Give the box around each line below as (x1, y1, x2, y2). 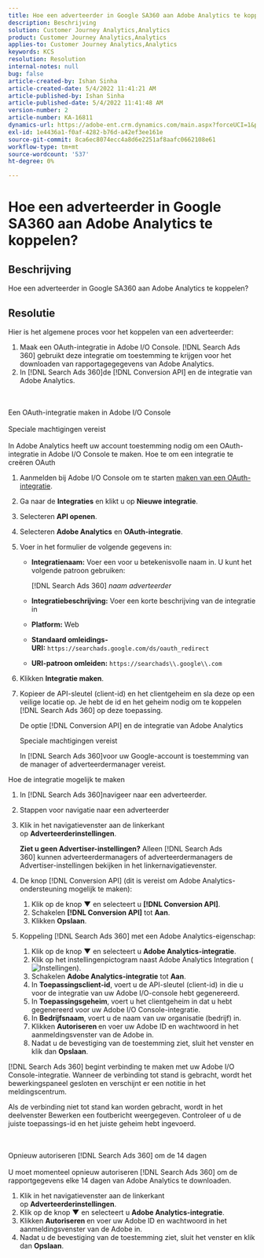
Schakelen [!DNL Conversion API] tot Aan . (31, 908, 170, 917)
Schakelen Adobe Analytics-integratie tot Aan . (31, 971, 186, 981)
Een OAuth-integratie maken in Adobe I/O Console (8, 408, 171, 417)
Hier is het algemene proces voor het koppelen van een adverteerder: (8, 327, 234, 336)
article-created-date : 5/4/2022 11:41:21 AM (8, 84, 156, 93)
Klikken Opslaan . (31, 916, 87, 925)
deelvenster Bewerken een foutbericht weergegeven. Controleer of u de (8, 1110, 242, 1120)
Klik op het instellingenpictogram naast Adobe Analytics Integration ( (31, 955, 254, 964)
